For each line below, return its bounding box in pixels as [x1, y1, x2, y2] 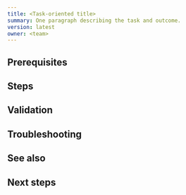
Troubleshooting [7, 128, 82, 140]
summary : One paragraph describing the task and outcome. [7, 17, 181, 24]
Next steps [7, 176, 56, 188]
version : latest [7, 23, 55, 30]
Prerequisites [7, 56, 68, 68]
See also [7, 153, 46, 165]
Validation [7, 104, 53, 117]
